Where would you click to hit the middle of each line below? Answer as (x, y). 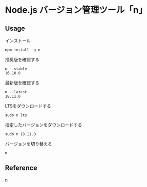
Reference (21, 168)
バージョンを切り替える (29, 144)
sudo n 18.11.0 (21, 134)
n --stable (16, 69)
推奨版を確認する (22, 60)
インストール (18, 41)
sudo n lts (16, 115)
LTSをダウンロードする (28, 106)
